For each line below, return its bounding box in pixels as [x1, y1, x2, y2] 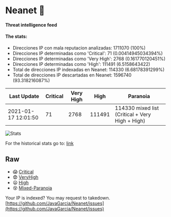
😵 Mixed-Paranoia [12, 185, 52, 191]
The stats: [5, 33, 27, 40]
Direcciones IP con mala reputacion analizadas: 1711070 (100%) [12, 44, 146, 51]
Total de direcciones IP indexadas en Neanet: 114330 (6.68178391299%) [12, 66, 165, 73]
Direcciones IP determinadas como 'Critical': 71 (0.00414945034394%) [12, 50, 163, 56]
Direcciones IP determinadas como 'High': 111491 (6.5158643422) [12, 61, 151, 67]
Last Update [9, 92, 40, 100]
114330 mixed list [115, 104, 159, 111]
